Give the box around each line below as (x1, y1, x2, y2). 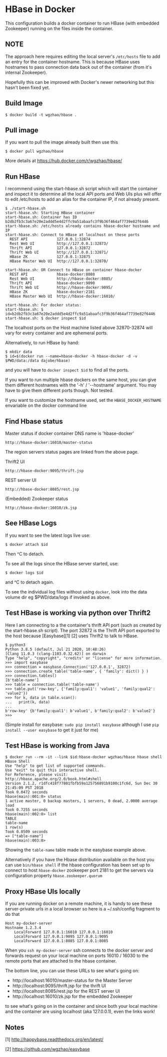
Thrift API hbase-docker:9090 (9, 281, 95, 286)
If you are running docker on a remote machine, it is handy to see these (5, 900, 152, 907)
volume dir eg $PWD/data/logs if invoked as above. (5, 594, 111, 600)
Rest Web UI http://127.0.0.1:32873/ (9, 241, 108, 247)
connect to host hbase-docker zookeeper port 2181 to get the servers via (5, 867, 153, 873)
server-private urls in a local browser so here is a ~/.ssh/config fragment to (5, 906, 160, 912)
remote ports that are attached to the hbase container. (5, 958, 117, 964)
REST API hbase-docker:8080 (9, 272, 95, 277)
